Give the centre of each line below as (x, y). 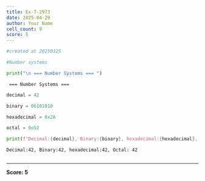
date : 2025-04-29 (28, 18)
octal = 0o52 (23, 128)
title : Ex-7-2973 (28, 12)
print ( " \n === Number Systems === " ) (54, 73)
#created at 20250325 (34, 51)
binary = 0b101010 (30, 106)
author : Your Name (30, 23)
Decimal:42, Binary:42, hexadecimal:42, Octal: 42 (72, 150)
